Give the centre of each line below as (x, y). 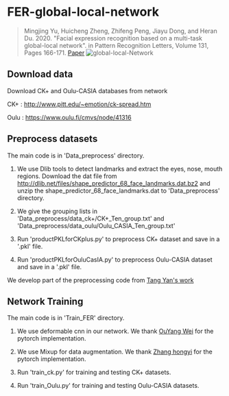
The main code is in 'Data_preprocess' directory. (76, 156)
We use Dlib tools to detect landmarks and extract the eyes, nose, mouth (120, 169)
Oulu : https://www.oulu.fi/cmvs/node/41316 (69, 117)
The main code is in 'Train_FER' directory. (66, 318)
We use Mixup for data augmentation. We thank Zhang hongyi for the (114, 352)
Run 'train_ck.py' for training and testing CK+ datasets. (94, 372)
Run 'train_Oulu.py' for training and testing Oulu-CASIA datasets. (108, 386)
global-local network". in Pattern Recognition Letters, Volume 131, (116, 45)
